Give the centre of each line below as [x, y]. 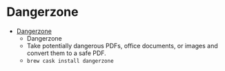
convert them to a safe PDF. [66, 53]
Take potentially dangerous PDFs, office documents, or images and [122, 45]
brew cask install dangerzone [70, 61]
